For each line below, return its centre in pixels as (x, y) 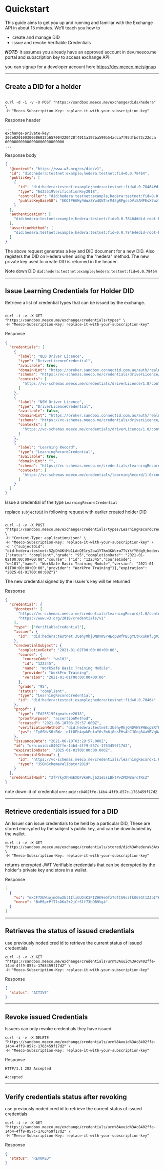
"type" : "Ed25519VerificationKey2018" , (58, 192)
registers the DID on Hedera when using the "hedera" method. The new (77, 256)
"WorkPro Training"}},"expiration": (110, 568)
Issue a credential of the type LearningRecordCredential (61, 502)
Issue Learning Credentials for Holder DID (70, 291)
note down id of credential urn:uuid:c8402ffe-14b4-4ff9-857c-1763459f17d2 (81, 791)
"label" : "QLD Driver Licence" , (51, 356)
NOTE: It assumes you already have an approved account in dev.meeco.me (81, 52)
